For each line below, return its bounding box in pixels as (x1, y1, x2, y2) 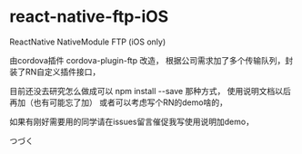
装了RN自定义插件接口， (9, 66, 101, 77)
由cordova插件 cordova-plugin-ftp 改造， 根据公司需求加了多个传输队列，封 (9, 54, 294, 65)
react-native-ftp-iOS (9, 6, 169, 27)
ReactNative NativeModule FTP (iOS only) (9, 36, 166, 47)
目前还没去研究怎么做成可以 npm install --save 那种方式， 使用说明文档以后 (9, 85, 291, 96)
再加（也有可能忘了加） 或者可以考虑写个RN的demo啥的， (9, 97, 227, 108)
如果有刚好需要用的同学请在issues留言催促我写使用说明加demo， (9, 116, 255, 127)
